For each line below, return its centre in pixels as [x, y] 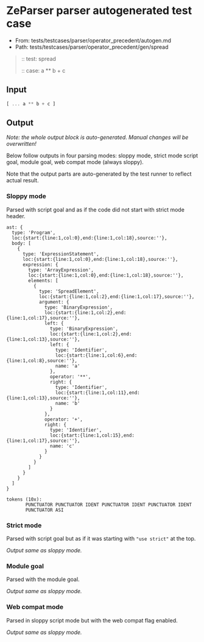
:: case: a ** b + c [43, 70]
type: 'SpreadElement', [69, 291]
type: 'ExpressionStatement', [61, 254]
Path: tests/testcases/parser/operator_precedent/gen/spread [92, 47]
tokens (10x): [24, 499]
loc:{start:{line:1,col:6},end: [96, 355]
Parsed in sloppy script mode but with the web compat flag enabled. [92, 620]
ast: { [15, 227]
